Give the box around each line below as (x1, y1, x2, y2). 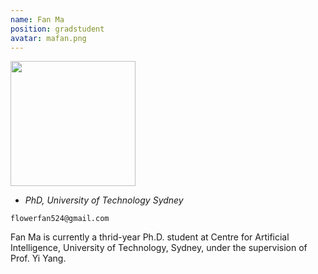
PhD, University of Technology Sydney (24, 194, 184, 206)
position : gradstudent (10, 24, 105, 34)
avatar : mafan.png (10, 33, 87, 43)
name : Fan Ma (10, 14, 65, 25)
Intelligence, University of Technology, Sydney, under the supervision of (10, 242, 308, 254)
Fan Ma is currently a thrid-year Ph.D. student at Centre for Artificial (10, 231, 290, 243)
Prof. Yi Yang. (10, 252, 67, 265)
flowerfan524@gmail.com (10, 214, 110, 224)
